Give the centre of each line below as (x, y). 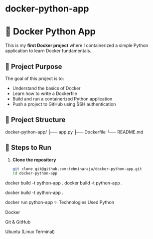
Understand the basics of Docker (46, 88)
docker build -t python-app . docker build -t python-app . (64, 183)
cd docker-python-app (35, 173)
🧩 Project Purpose (34, 66)
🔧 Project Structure (35, 120)
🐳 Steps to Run (28, 148)
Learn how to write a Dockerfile (45, 93)
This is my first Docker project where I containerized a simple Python (77, 45)
